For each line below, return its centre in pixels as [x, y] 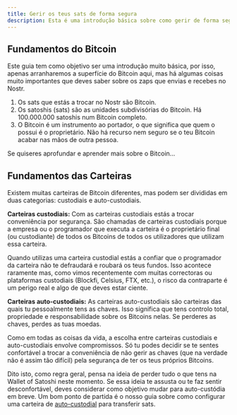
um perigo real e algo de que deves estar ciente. [78, 288]
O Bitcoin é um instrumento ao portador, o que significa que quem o [116, 125]
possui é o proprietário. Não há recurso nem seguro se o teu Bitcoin [116, 132]
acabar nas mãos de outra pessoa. [68, 140]
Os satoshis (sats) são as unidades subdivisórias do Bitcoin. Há [110, 110]
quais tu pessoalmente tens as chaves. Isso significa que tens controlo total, [118, 309]
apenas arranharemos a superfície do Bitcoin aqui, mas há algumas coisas [115, 74]
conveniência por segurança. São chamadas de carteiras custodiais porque [117, 222]
